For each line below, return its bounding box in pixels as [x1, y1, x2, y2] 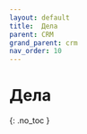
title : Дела [9, 22, 58, 31]
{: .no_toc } [9, 115, 50, 126]
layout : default [9, 13, 70, 22]
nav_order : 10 [9, 47, 63, 56]
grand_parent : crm [9, 38, 78, 48]
